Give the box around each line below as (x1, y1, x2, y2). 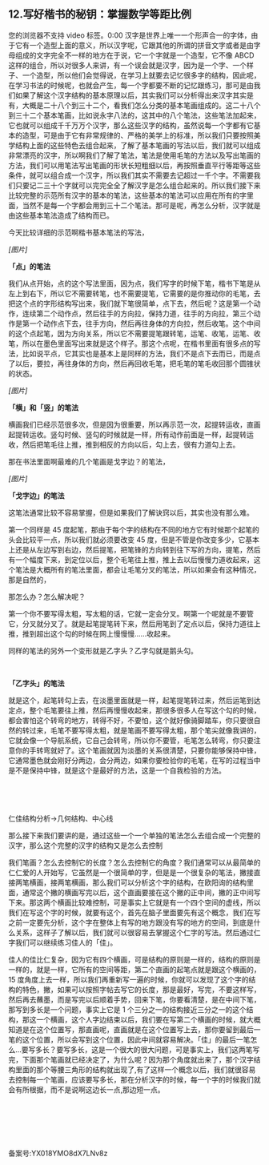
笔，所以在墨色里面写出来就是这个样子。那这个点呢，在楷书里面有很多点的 (8, 339, 254, 348)
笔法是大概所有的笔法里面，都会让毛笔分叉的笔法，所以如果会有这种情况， (14, 564, 261, 574)
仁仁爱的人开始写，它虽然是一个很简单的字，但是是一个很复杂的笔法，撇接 (8, 867, 254, 877)
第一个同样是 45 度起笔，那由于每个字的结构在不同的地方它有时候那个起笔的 (8, 524, 260, 534)
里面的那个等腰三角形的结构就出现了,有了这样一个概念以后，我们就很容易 (14, 1064, 256, 1075)
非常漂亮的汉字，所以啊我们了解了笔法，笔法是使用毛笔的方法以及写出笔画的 (8, 151, 261, 160)
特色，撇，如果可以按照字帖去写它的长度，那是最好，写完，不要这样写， (22, 984, 261, 994)
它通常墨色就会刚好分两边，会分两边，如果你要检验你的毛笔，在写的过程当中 (8, 755, 261, 765)
